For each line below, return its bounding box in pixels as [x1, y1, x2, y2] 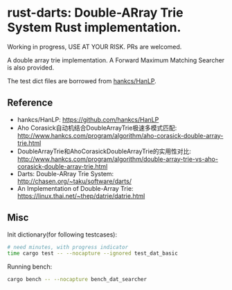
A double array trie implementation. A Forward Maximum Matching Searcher [7, 56, 225, 64]
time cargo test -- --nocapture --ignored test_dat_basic [7, 250, 178, 257]
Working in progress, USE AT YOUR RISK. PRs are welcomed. [7, 42, 182, 51]
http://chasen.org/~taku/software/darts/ [17, 177, 132, 185]
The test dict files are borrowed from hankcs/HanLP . [7, 76, 157, 85]
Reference [7, 97, 53, 109]
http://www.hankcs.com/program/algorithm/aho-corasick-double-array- [17, 131, 224, 139]
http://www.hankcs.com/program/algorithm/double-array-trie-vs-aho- [17, 155, 218, 163]
